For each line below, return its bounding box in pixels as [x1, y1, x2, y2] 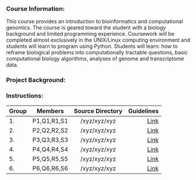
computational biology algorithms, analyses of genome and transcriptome [6, 55, 184, 63]
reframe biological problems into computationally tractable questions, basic [6, 49, 188, 56]
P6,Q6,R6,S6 [32, 164, 68, 172]
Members [36, 107, 64, 115]
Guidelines [128, 107, 159, 115]
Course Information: [6, 5, 66, 13]
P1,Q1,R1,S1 [32, 116, 68, 124]
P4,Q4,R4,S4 [32, 145, 68, 153]
